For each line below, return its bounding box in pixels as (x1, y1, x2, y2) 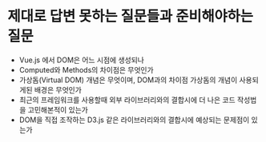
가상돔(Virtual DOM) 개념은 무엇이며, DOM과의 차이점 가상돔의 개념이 (18, 75, 238, 85)
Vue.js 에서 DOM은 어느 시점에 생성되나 (18, 55, 145, 65)
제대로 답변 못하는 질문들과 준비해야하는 (7, 7, 254, 26)
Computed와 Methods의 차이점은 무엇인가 (18, 65, 154, 74)
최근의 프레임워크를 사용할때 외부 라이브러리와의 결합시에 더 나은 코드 (18, 95, 236, 105)
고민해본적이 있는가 (27, 105, 89, 114)
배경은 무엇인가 (34, 85, 82, 94)
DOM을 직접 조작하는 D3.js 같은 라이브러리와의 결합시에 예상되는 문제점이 (18, 115, 250, 124)
